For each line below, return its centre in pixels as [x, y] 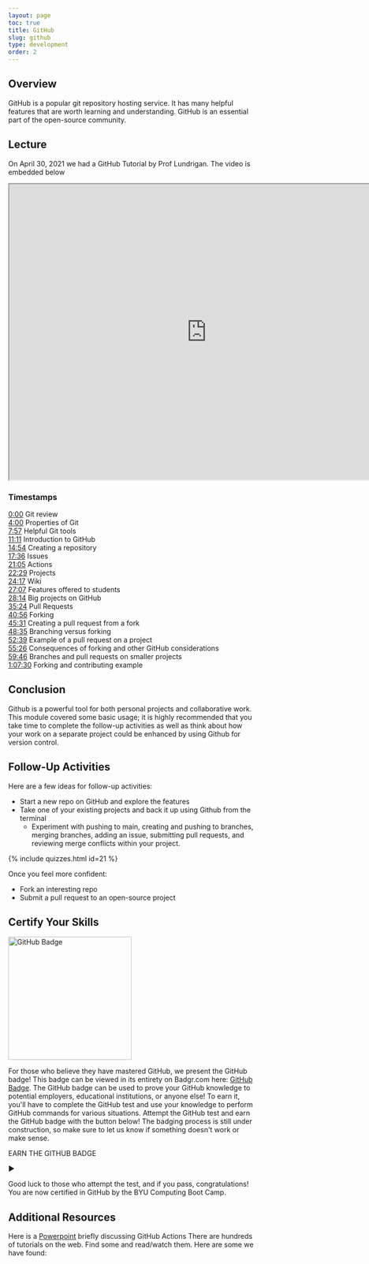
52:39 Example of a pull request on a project [80, 639]
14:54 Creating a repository [52, 547]
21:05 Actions [30, 564]
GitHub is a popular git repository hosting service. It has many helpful [121, 103]
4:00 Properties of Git [43, 522]
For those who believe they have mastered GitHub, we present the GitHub [128, 1071]
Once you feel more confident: [58, 874]
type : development [38, 45]
